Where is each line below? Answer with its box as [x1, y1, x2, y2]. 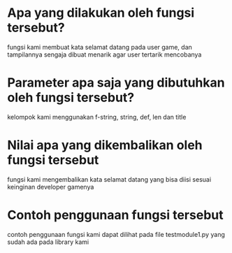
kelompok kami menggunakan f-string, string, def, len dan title [7, 113, 187, 121]
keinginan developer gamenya [7, 182, 94, 191]
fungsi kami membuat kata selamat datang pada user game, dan [7, 43, 192, 51]
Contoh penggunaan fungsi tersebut [7, 208, 224, 223]
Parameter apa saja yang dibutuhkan [7, 75, 225, 91]
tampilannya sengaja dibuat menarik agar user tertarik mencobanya [7, 50, 202, 59]
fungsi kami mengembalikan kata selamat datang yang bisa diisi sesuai [7, 175, 212, 183]
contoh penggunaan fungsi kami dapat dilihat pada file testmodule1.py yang [7, 230, 225, 238]
